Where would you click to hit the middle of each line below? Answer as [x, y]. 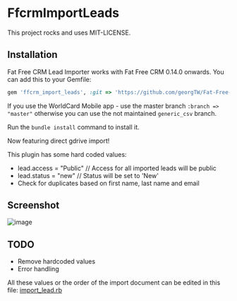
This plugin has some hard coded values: [67, 154]
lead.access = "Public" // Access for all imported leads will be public [117, 168]
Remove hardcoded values [56, 261]
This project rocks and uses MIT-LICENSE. [69, 33]
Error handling [38, 269]
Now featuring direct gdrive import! [59, 141]
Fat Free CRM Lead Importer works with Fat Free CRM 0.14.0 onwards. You [116, 71]
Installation [32, 55]
